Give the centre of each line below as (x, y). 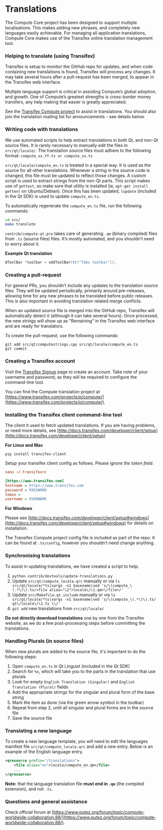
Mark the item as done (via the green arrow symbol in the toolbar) (78, 702)
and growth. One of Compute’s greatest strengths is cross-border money (78, 97)
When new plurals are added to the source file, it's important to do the (75, 651)
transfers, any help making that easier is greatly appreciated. (66, 102)
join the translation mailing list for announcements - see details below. (75, 117)
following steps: (21, 657)
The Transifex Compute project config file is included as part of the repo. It (80, 538)
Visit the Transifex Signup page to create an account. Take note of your (76, 372)
